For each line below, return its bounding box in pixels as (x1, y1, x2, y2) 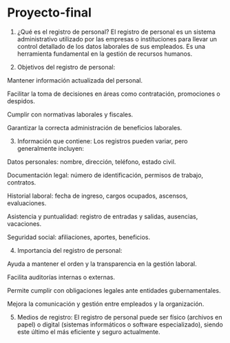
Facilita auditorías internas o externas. (7, 273, 116, 281)
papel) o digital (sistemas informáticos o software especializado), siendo (17, 320, 224, 329)
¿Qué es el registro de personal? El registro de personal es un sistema (17, 28, 216, 36)
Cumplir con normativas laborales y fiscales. (7, 110, 134, 118)
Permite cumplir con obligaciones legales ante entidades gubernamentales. (7, 286, 222, 294)
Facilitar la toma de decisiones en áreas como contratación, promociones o (7, 90, 220, 98)
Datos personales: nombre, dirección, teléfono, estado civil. (7, 157, 176, 166)
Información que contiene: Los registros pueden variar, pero (17, 136, 188, 145)
